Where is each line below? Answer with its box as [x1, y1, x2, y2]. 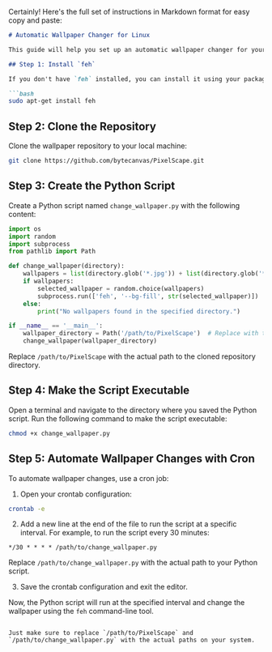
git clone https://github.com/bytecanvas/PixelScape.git [8, 157, 205, 165]
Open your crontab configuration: [19, 489, 132, 499]
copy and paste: [8, 15, 62, 25]
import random [8, 232, 57, 241]
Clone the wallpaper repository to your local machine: [8, 141, 188, 151]
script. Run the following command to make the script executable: [8, 413, 227, 424]
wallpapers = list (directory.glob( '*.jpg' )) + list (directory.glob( [23, 270, 259, 278]
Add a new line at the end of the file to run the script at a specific [19, 519, 237, 529]
